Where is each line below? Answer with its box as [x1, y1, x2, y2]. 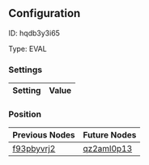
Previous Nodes [12, 129, 75, 141]
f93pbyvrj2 [12, 143, 56, 154]
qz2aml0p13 [83, 143, 133, 154]
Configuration [8, 6, 81, 20]
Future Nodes [83, 129, 137, 141]
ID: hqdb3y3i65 [8, 27, 61, 38]
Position [8, 108, 42, 120]
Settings [8, 64, 43, 75]
